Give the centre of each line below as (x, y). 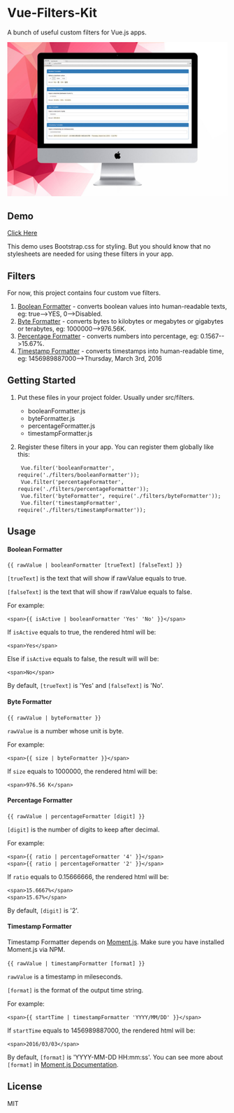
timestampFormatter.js (60, 433)
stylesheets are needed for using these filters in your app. (90, 254)
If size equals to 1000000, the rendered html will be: (82, 771)
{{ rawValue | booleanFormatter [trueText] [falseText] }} (95, 565)
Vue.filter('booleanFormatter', (68, 468)
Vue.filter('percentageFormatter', (72, 482)
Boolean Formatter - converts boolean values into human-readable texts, (122, 306)
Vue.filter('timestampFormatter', (71, 503)
